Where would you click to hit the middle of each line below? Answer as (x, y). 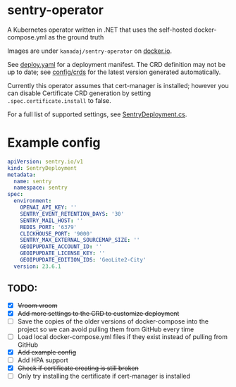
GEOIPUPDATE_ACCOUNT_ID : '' (61, 247)
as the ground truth (76, 37)
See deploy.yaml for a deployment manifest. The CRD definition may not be (117, 64)
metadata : (22, 175)
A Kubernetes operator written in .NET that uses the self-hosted (100, 30)
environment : (33, 201)
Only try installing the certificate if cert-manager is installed (104, 376)
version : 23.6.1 (37, 266)
